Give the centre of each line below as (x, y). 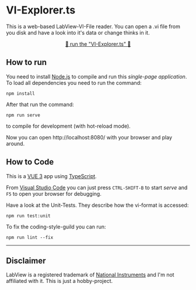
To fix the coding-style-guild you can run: (56, 227)
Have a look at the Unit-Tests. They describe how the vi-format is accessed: (97, 205)
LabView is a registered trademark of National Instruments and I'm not (90, 275)
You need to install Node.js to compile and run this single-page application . (97, 76)
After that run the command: (40, 104)
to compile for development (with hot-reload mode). (69, 126)
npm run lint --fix (30, 237)
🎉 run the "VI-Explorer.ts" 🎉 (98, 44)
